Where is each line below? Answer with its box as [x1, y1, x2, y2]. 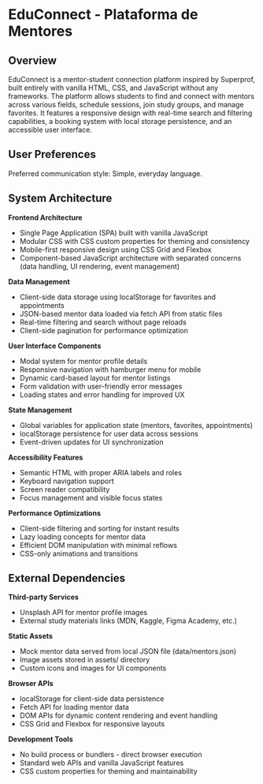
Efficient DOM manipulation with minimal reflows [19, 540, 177, 550]
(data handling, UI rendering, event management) [19, 261, 180, 271]
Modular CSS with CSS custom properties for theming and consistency [19, 236, 250, 246]
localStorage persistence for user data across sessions [19, 429, 198, 438]
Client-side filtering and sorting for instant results [19, 523, 180, 533]
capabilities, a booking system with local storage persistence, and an [8, 117, 232, 126]
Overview [8, 54, 57, 67]
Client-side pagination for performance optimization [19, 325, 189, 335]
